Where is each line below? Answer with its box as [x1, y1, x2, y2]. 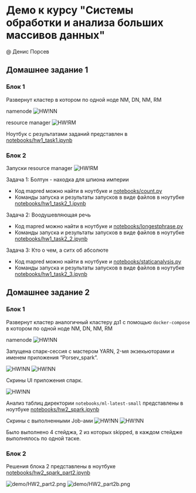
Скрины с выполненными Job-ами [6, 417, 93, 424]
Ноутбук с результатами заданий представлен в [6, 130, 128, 137]
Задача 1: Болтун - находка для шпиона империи [6, 176, 129, 183]
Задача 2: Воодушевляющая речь [6, 211, 91, 218]
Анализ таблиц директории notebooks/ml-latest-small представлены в [6, 399, 184, 407]
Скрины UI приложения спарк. [6, 377, 83, 384]
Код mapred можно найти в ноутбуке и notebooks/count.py [14, 187, 163, 194]
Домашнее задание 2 [6, 288, 90, 298]
